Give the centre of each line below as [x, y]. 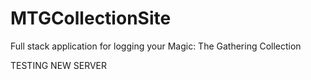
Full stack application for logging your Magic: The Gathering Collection [156, 46]
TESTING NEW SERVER [59, 65]
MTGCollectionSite [91, 18]
